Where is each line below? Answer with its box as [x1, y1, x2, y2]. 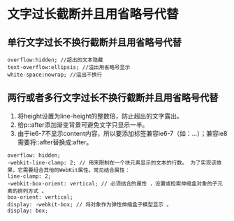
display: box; [7, 207, 49, 214]
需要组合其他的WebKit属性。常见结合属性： [22, 167, 131, 174]
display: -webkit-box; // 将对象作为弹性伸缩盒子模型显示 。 [7, 201, 173, 208]
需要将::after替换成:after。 [17, 137, 93, 146]
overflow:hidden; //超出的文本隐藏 [7, 56, 103, 63]
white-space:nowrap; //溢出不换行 [7, 71, 103, 78]
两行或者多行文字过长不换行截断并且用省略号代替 [7, 92, 219, 104]
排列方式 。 [17, 188, 47, 195]
